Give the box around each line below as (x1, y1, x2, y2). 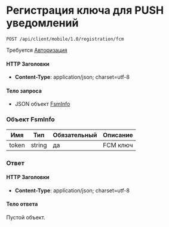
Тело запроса (6, 87, 42, 94)
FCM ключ (103, 141, 133, 149)
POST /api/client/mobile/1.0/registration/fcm (6, 36, 124, 42)
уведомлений (6, 16, 79, 30)
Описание (103, 131, 133, 139)
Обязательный (53, 131, 97, 139)
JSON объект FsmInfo (14, 100, 70, 108)
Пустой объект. (6, 213, 46, 221)
